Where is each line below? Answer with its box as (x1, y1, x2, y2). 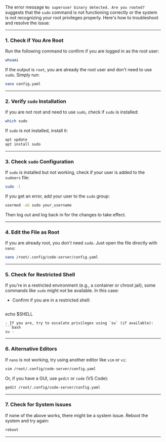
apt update (5, 137, 28, 143)
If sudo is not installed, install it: (5, 128, 68, 134)
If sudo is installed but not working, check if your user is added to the (5, 169, 145, 175)
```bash (5, 325, 21, 330)
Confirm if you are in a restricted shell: (12, 297, 90, 303)
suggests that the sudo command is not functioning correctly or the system (5, 9, 157, 15)
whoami (5, 58, 19, 63)
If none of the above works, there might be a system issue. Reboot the (5, 412, 148, 418)
